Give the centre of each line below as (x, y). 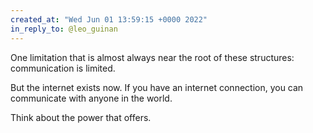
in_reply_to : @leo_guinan (64, 29)
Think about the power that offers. (81, 117)
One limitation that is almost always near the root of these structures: (152, 57)
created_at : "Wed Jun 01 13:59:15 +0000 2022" (109, 19)
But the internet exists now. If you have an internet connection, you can (157, 87)
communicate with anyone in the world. (91, 98)
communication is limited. (63, 68)
